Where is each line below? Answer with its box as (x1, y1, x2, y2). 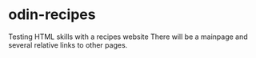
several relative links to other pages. (8, 40, 128, 49)
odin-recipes (8, 6, 96, 24)
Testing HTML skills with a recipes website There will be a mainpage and (8, 32, 248, 41)
